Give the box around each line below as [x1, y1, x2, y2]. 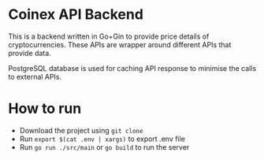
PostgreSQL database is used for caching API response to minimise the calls [8, 63, 257, 73]
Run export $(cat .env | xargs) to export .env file [19, 134, 185, 143]
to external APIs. [8, 72, 61, 81]
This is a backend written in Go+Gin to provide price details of [8, 32, 210, 41]
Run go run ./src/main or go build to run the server [19, 142, 190, 151]
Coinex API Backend [8, 6, 144, 24]
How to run [8, 100, 82, 117]
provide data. [8, 48, 51, 58]
